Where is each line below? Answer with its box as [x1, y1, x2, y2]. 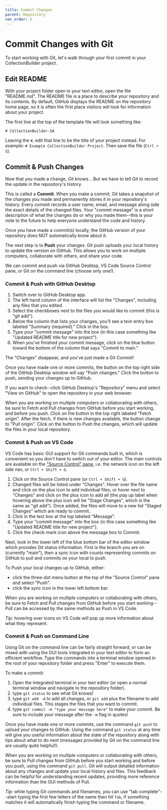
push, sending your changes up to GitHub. [5, 375, 92, 381]
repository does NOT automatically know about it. [5, 232, 107, 238]
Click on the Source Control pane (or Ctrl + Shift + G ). [12, 476, 128, 482]
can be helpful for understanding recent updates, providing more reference [5, 773, 160, 779]
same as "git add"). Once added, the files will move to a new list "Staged [12, 502, 162, 508]
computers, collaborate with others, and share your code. [5, 252, 124, 258]
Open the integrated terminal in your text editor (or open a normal [12, 679, 147, 685]
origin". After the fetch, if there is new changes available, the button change [5, 416, 161, 422]
